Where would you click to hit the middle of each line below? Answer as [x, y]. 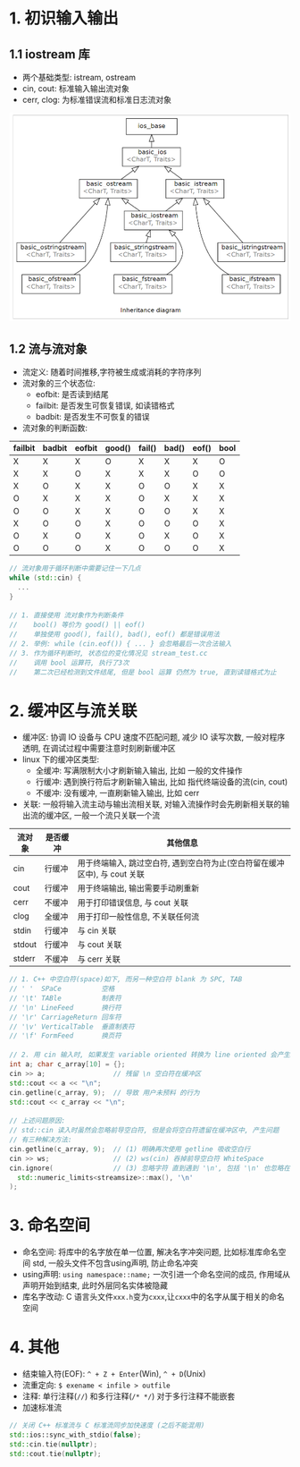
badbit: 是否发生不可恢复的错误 [92, 416]
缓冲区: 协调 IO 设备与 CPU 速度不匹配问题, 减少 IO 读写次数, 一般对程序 [154, 737]
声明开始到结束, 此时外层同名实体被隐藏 [95, 1285]
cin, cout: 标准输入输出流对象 [75, 89]
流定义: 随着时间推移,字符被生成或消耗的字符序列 [112, 371]
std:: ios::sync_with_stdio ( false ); [75, 1435]
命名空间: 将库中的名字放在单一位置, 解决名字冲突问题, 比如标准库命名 [150, 1252]
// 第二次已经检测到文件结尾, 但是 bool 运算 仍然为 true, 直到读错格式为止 [143, 672]
